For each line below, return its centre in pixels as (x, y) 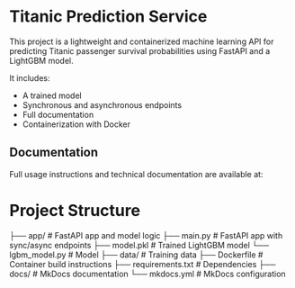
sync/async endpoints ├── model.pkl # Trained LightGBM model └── (139, 245)
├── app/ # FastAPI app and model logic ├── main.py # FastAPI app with (146, 235)
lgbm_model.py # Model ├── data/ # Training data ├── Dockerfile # (136, 255)
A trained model (52, 95)
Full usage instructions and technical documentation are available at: (136, 174)
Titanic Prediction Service (108, 17)
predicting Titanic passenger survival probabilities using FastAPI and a (140, 50)
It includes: (30, 77)
